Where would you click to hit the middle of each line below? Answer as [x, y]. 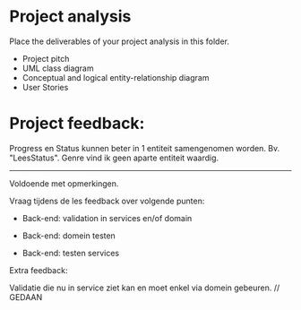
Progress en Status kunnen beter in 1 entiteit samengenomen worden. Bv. [145, 148]
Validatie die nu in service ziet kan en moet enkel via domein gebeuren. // [145, 288]
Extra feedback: [39, 270]
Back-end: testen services [70, 253]
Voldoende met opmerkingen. [64, 183]
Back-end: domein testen [69, 236]
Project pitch [46, 58]
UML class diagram [58, 68]
